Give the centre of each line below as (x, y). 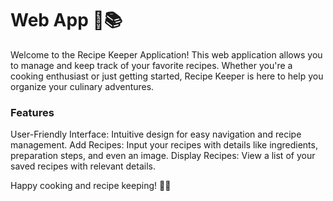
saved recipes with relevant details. (83, 166)
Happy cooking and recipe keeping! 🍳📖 (91, 186)
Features (32, 112)
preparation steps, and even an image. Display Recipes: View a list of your (163, 156)
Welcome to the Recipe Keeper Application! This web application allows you (166, 54)
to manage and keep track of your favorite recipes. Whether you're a (151, 65)
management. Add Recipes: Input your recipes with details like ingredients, (164, 145)
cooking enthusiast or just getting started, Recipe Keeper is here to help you (167, 76)
